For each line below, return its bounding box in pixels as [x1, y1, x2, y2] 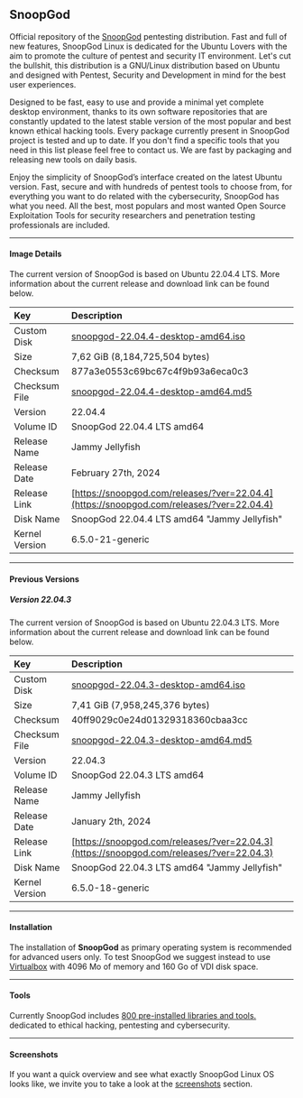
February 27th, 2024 [70, 466, 161, 479]
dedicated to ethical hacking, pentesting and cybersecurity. [9, 1020, 231, 1030]
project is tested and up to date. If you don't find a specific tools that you [9, 134, 280, 145]
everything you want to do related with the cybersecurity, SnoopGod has [9, 190, 280, 201]
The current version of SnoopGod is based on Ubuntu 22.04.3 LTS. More [9, 617, 280, 628]
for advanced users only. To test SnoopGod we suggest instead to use [9, 951, 271, 962]
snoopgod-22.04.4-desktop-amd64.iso [70, 330, 246, 343]
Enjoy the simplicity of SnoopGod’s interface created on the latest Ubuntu [9, 171, 282, 182]
